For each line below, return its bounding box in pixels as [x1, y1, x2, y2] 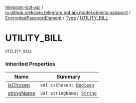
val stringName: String [40, 90, 97, 96]
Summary [56, 73, 81, 80]
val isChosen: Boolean [40, 82, 94, 88]
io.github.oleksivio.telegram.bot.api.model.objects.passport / [5, 9, 131, 15]
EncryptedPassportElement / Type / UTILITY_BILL [5, 15, 108, 20]
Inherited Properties [5, 60, 55, 67]
